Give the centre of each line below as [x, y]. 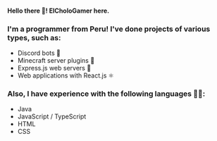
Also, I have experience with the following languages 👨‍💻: [106, 94]
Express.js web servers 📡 [54, 68]
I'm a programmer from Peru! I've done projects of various [109, 29]
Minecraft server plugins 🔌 [56, 60]
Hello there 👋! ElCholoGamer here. [58, 11]
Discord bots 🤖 [39, 53]
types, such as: [34, 37]
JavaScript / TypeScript [52, 116]
